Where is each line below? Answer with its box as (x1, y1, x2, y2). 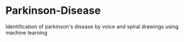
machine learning (5, 29, 47, 36)
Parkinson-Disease (5, 4, 101, 17)
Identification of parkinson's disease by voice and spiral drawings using (5, 23, 179, 30)
